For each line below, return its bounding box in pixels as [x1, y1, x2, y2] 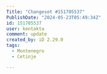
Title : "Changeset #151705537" [6, 8, 85, 15]
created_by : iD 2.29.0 [6, 37, 63, 43]
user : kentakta [6, 25, 45, 32]
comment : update [6, 31, 47, 37]
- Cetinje [11, 54, 36, 60]
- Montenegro [11, 48, 45, 54]
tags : [6, 43, 20, 49]
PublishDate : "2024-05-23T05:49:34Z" [6, 14, 102, 20]
